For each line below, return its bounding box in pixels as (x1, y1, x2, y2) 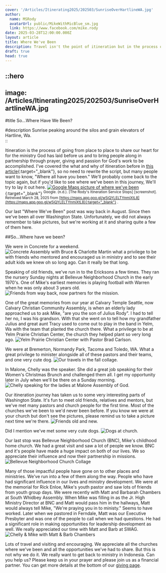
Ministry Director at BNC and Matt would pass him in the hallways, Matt (5, 500, 150, 506)
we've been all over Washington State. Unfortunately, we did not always (5, 214, 152, 220)
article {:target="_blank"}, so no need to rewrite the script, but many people (5, 168, 158, 174)
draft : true (5, 49, 30, 54)
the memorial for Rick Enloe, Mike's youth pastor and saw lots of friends (5, 484, 152, 490)
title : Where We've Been (5, 40, 56, 45)
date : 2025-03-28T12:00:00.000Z (5, 30, 72, 35)
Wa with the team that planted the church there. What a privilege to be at (5, 326, 153, 332)
